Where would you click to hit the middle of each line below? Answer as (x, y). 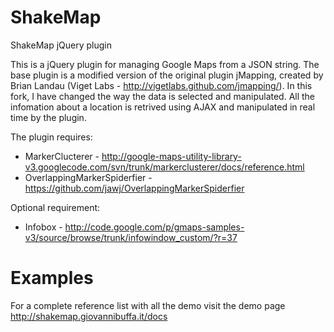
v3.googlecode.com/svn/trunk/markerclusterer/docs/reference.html (164, 167)
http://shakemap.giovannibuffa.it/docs (89, 316)
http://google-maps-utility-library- (171, 156)
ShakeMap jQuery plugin (61, 45)
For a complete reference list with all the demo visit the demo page (148, 305)
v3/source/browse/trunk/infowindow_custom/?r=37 (131, 237)
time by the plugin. (48, 117)
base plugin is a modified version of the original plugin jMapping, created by (167, 75)
